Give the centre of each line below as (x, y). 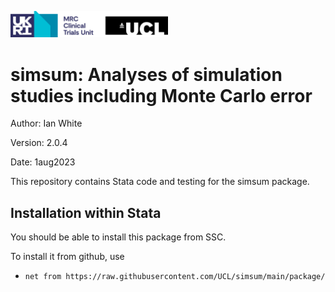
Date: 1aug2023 (43, 162)
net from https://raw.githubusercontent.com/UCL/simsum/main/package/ (175, 277)
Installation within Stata (86, 212)
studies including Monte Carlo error (161, 95)
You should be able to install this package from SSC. (118, 237)
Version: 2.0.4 (39, 143)
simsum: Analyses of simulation (146, 74)
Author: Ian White (46, 123)
